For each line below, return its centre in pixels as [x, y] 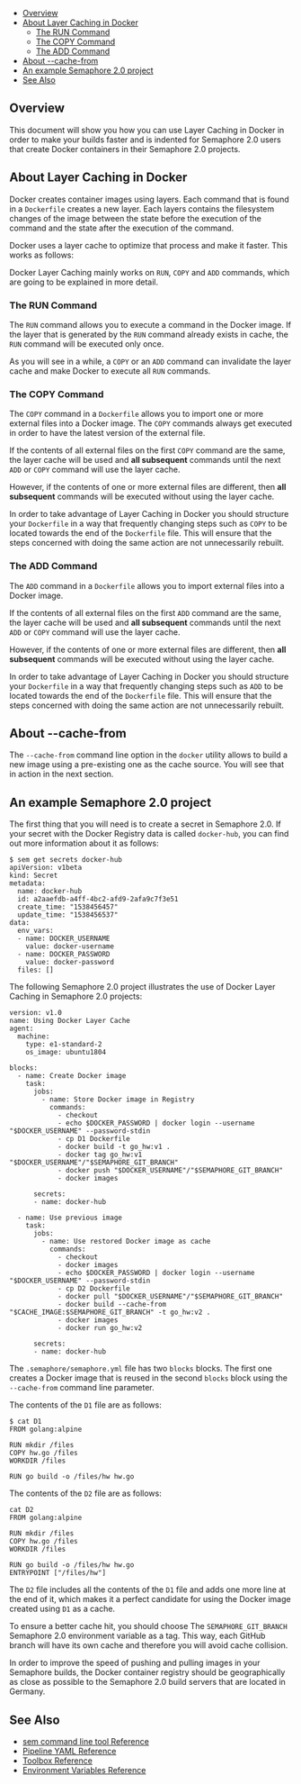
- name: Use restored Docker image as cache [126, 1242]
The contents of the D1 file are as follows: [85, 1405]
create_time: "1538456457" [68, 907]
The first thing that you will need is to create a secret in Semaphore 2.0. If [145, 824]
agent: [22, 1029]
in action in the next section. [62, 774]
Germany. [27, 1691]
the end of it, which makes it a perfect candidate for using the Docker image [150, 1599]
